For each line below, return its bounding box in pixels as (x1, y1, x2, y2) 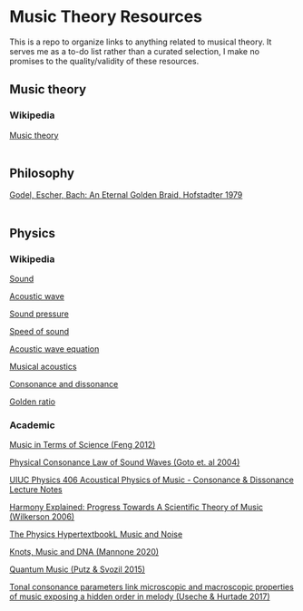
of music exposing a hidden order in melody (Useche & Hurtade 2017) (9, 591, 270, 602)
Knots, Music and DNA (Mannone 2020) (9, 547, 160, 558)
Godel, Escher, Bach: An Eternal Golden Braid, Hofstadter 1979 (9, 189, 243, 200)
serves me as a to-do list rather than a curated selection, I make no (9, 45, 260, 56)
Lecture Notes (9, 484, 64, 495)
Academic (9, 419, 56, 432)
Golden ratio (9, 396, 56, 407)
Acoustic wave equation (9, 344, 100, 354)
